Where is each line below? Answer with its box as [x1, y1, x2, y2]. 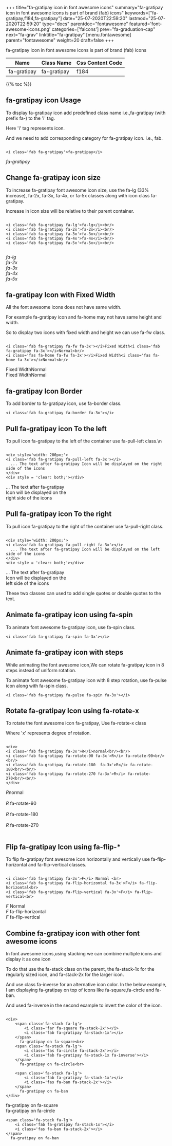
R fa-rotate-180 [6, 811, 39, 818]
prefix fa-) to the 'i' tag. [6, 115, 55, 121]
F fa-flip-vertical [6, 914, 41, 920]
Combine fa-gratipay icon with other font [6, 929, 140, 937]
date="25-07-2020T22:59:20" [63, 15, 128, 21]
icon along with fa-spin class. [6, 682, 68, 689]
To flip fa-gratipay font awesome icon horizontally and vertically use [6, 856, 150, 862]
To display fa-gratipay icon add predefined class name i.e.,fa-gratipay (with [6, 109, 166, 116]
